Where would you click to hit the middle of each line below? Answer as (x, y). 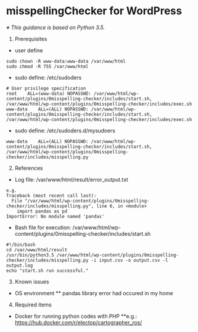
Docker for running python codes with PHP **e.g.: (76, 316)
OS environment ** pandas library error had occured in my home (94, 293)
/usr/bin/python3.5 (30, 255)
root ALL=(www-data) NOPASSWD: (49, 93)
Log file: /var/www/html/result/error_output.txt (71, 179)
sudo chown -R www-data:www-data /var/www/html (66, 61)
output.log (20, 265)
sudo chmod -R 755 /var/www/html (47, 67)
